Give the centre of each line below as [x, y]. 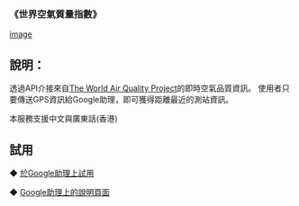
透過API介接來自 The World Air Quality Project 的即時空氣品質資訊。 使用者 [145, 88]
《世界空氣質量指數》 [55, 13]
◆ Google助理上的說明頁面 [60, 192]
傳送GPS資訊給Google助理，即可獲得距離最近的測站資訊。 [125, 100]
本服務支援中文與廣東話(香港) [64, 119]
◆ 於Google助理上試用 [52, 173]
